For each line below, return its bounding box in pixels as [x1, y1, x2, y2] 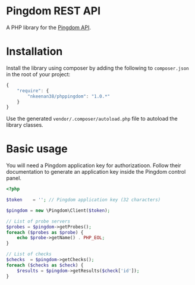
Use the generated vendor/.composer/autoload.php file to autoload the [6, 115, 178, 123]
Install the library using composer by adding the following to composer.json [6, 64, 189, 71]
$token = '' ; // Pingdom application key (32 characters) [6, 197, 161, 203]
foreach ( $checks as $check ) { [6, 262, 84, 268]
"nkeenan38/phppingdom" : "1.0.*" [27, 93, 111, 99]
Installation [6, 45, 63, 58]
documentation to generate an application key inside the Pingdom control [6, 168, 186, 176]
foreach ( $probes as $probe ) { [6, 229, 84, 236]
